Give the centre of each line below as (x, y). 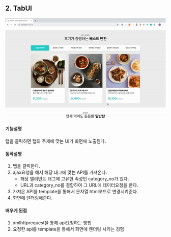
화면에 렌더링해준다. (32, 198)
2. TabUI (19, 8)
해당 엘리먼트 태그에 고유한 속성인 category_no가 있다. (75, 179)
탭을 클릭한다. (26, 166)
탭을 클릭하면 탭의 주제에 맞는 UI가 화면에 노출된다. (56, 141)
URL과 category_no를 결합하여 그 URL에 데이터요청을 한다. (79, 185)
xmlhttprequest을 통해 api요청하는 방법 (52, 223)
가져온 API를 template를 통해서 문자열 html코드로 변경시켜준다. (75, 192)
